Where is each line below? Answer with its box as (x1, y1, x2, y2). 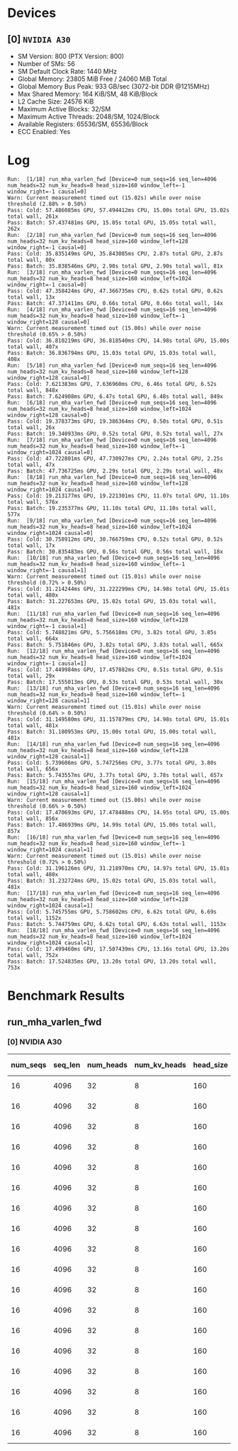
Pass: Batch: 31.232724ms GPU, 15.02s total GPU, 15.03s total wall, (7, 877, 217, 884)
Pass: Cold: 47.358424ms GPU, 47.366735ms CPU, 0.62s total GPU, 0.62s (7, 287, 223, 294)
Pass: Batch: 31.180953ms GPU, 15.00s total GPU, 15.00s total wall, (7, 728, 217, 735)
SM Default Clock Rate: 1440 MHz (17, 67, 118, 75)
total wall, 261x (7, 213, 59, 220)
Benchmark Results (7, 988, 125, 1004)
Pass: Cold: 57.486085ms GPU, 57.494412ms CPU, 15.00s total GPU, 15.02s (7, 206, 230, 214)
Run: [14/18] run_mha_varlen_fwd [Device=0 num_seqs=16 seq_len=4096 (7, 740, 220, 748)
